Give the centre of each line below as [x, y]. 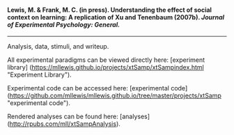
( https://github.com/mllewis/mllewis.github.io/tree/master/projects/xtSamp [114, 96]
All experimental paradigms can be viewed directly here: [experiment [106, 60]
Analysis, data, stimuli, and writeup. [58, 47]
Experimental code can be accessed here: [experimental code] [97, 88]
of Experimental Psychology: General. [64, 24]
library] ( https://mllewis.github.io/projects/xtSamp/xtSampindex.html [106, 67]
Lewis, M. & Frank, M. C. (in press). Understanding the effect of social [110, 10]
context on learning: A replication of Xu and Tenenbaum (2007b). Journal [116, 17]
